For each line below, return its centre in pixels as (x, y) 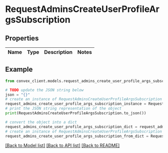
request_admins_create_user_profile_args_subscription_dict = (71, 127)
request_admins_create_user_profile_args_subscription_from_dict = (77, 136)
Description (58, 52)
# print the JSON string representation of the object (63, 109)
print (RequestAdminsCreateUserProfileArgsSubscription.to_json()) (76, 113)
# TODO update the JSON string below (44, 90)
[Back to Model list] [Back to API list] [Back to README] (62, 146)
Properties (22, 38)
